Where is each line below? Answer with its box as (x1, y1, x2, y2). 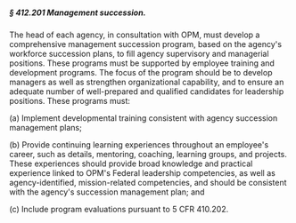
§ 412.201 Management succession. (9, 7, 146, 18)
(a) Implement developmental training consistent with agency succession (9, 112, 278, 123)
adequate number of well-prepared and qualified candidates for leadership (9, 85, 284, 97)
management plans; (9, 122, 82, 132)
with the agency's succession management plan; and (9, 187, 205, 197)
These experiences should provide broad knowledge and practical (9, 158, 253, 169)
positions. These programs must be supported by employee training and (9, 58, 275, 68)
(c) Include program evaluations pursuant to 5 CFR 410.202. (9, 203, 229, 214)
